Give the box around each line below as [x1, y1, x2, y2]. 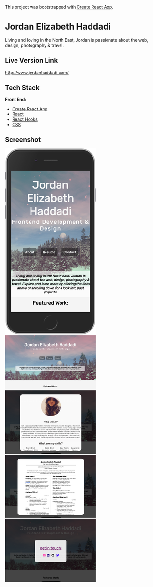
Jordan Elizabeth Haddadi [5, 21, 111, 32]
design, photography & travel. [5, 42, 64, 48]
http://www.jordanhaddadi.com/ [5, 69, 69, 75]
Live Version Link [5, 56, 58, 65]
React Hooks [12, 116, 38, 122]
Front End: [5, 96, 27, 102]
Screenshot [5, 135, 41, 144]
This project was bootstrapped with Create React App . [5, 4, 114, 10]
